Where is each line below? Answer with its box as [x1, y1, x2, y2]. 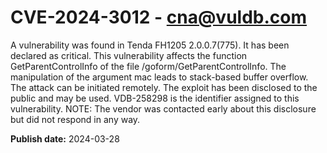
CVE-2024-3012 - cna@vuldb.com [10, 6, 308, 29]
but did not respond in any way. [10, 113, 141, 125]
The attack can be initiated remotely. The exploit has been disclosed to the [10, 81, 318, 93]
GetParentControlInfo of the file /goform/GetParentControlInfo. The [10, 60, 287, 72]
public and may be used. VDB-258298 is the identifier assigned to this [10, 92, 300, 104]
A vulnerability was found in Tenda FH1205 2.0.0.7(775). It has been [10, 39, 290, 51]
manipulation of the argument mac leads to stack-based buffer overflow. [10, 71, 309, 83]
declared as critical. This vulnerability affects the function [10, 49, 248, 61]
